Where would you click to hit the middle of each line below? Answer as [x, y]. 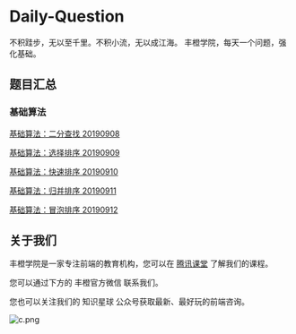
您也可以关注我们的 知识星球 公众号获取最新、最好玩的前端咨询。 [129, 302]
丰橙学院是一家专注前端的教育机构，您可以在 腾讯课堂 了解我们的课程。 [141, 264]
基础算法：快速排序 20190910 [64, 171]
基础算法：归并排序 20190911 [63, 191]
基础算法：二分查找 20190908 [65, 133]
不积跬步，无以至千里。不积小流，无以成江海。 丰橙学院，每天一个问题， [144, 42]
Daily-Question [67, 17]
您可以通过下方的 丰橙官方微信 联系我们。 [86, 283]
